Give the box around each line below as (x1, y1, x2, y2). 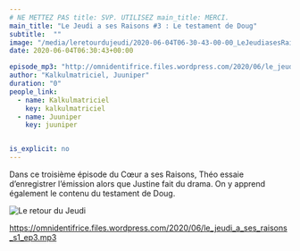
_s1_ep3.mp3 (9, 232, 57, 242)
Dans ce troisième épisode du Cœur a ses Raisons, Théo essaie (9, 169, 244, 180)
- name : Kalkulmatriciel (17, 96, 110, 105)
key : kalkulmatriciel (25, 104, 105, 113)
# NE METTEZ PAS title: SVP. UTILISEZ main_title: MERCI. (9, 13, 229, 22)
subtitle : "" (9, 29, 62, 38)
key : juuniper (25, 121, 78, 130)
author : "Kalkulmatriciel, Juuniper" (9, 71, 150, 80)
